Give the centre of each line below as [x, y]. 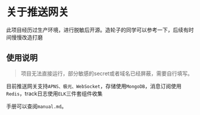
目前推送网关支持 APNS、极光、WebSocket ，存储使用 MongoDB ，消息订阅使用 [94, 86]
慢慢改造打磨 [27, 37]
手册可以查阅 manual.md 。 [37, 106]
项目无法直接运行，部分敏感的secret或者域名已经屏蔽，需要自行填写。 [107, 73]
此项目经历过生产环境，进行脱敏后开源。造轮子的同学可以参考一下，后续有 [97, 30]
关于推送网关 [38, 12]
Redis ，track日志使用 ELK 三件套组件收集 [54, 94]
